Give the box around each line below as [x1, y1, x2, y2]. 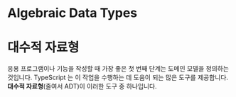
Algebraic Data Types [7, 5, 138, 21]
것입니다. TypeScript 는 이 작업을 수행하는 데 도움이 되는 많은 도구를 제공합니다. [7, 73, 229, 82]
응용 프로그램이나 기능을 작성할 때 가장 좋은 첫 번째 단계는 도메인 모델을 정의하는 [7, 64, 230, 73]
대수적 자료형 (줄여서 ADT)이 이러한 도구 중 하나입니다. [7, 82, 158, 91]
